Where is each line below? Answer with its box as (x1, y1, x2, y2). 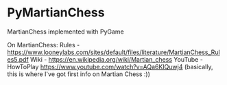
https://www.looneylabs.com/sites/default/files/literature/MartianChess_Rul (7, 48, 221, 56)
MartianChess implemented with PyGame (7, 27, 125, 36)
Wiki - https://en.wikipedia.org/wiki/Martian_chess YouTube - (29, 55, 204, 63)
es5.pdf (7, 55, 29, 63)
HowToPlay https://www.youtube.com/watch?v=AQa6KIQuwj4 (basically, (7, 62, 213, 71)
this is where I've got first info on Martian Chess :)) (7, 70, 151, 78)
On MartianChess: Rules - (7, 40, 80, 49)
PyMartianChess (7, 5, 105, 21)
